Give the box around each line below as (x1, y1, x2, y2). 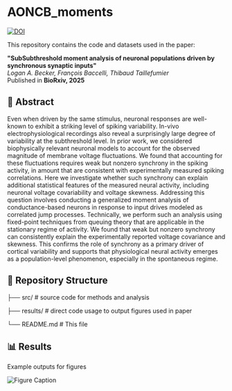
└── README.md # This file (7, 320, 88, 328)
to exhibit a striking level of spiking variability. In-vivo (27, 122, 179, 130)
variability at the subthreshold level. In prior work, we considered (7, 137, 193, 145)
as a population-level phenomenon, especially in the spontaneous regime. (7, 254, 218, 263)
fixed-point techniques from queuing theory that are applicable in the (7, 218, 204, 226)
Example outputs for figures (7, 363, 87, 371)
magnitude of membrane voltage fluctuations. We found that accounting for (7, 151, 223, 159)
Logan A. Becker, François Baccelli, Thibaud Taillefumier (7, 69, 170, 77)
